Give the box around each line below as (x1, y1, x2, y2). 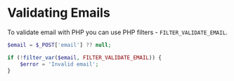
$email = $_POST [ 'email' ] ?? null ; (7, 41, 112, 48)
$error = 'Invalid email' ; (20, 61, 99, 68)
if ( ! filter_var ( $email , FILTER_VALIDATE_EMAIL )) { (7, 54, 162, 61)
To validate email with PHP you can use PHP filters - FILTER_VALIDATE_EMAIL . (7, 28, 228, 36)
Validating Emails (7, 5, 110, 21)
